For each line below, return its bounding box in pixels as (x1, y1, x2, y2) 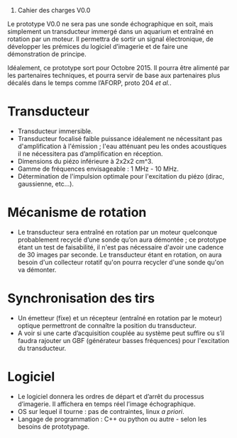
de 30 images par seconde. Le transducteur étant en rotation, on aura (17, 250, 222, 259)
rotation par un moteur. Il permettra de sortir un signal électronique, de (7, 35, 214, 43)
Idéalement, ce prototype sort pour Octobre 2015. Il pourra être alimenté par (7, 64, 230, 72)
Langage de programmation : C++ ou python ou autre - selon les (17, 415, 207, 423)
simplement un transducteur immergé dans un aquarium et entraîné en (7, 28, 214, 35)
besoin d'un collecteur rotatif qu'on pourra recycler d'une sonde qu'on (17, 258, 224, 266)
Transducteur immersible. (17, 127, 94, 135)
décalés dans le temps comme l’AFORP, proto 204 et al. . (7, 79, 172, 87)
